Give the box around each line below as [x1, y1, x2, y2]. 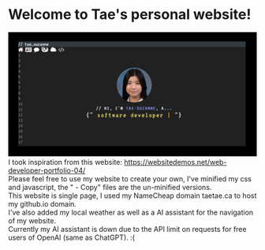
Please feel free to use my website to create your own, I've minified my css [8, 174, 252, 183]
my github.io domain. [8, 199, 77, 208]
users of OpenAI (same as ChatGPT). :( [8, 233, 136, 242]
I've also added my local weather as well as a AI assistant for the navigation [8, 207, 254, 217]
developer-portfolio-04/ [8, 166, 86, 175]
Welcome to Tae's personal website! [8, 6, 252, 24]
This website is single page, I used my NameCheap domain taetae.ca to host [8, 191, 257, 200]
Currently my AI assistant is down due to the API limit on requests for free [8, 224, 247, 233]
